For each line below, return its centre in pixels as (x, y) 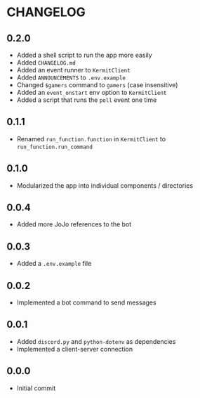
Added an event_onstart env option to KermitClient (92, 92)
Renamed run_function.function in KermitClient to (91, 139)
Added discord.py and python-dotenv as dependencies (96, 341)
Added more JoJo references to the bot (74, 224)
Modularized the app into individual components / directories (105, 185)
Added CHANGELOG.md (46, 63)
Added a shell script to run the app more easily (84, 55)
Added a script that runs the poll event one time (87, 100)
